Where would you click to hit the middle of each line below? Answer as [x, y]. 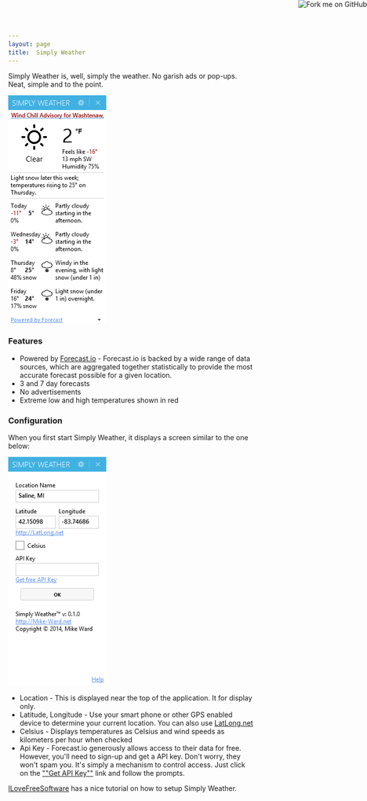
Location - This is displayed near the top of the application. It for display [136, 698]
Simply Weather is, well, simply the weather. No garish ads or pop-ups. [123, 75]
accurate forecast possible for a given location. [96, 375]
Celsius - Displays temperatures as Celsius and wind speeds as [122, 732]
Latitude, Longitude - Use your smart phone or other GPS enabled [126, 715]
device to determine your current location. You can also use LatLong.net [136, 723]
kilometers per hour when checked [76, 740]
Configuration [35, 421]
